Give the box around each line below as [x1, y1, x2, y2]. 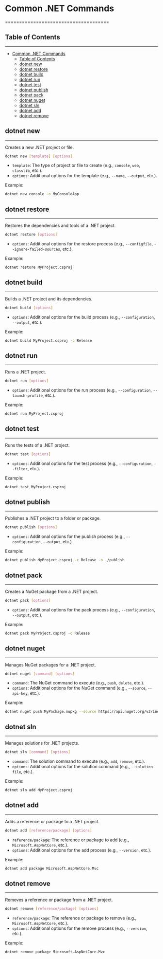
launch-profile [12, 393, 43, 398]
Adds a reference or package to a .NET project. [5, 818, 99, 824]
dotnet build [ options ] [5, 305, 53, 310]
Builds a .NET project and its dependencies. [5, 295, 93, 302]
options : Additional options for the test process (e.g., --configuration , [12, 461, 153, 466]
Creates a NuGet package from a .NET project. [5, 589, 98, 594]
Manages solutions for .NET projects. [5, 740, 79, 746]
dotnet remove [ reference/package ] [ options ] [5, 906, 98, 911]
